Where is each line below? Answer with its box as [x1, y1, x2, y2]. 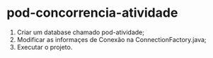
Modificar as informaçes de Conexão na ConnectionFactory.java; [16, 35, 207, 43]
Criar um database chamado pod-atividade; [16, 28, 145, 36]
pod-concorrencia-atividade [6, 5, 178, 21]
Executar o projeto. [16, 43, 73, 51]
